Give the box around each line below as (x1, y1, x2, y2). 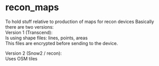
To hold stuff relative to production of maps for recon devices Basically (5, 18, 154, 25)
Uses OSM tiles (5, 55, 38, 61)
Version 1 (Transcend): (5, 29, 52, 35)
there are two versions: (5, 24, 54, 30)
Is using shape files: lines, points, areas (5, 35, 88, 41)
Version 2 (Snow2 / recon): (5, 50, 62, 56)
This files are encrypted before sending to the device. (5, 40, 118, 46)
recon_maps (5, 2, 59, 13)
